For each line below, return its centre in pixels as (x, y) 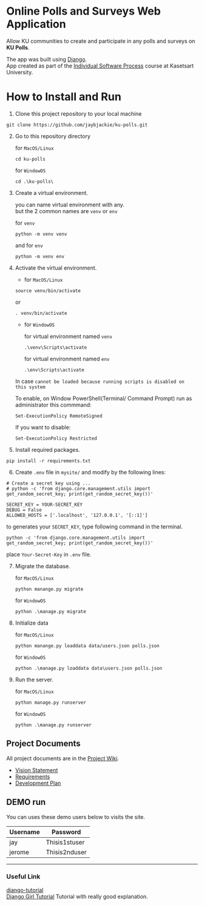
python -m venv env (40, 256)
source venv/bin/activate (48, 290)
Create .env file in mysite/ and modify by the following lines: (90, 472)
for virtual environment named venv (68, 336)
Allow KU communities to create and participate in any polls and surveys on (101, 41)
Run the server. (34, 679)
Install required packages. (47, 449)
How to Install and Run (64, 97)
